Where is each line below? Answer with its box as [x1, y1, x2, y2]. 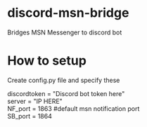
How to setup [7, 53, 87, 69]
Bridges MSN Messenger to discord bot [7, 28, 122, 36]
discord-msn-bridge [7, 5, 129, 21]
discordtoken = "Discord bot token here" [7, 89, 125, 98]
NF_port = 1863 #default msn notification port [7, 104, 140, 113]
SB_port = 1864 [7, 112, 53, 120]
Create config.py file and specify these [7, 76, 120, 84]
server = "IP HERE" [7, 97, 63, 105]
